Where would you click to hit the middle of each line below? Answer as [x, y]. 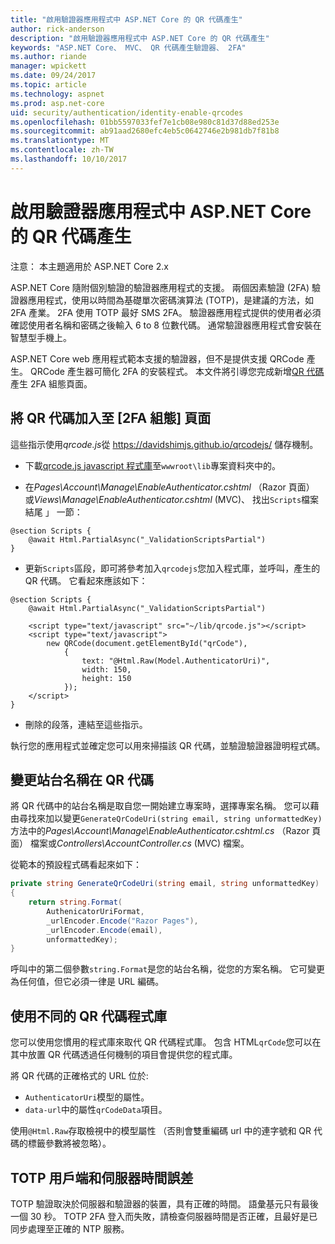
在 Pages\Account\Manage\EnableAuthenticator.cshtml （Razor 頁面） [169, 487]
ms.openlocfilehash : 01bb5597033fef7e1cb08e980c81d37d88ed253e [145, 122]
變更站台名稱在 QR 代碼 [82, 779]
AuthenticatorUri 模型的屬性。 [87, 1097]
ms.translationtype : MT [60, 141]
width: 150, [106, 669]
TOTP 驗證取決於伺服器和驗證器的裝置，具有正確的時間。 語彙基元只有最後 [164, 1203]
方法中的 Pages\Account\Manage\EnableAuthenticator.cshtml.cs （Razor [160, 831]
